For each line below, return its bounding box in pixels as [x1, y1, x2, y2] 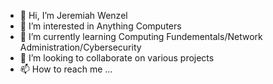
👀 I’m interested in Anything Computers [19, 20, 182, 32]
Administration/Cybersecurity [19, 41, 142, 53]
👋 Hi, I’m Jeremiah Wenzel [19, 10, 128, 21]
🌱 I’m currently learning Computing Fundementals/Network [19, 31, 263, 42]
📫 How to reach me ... [19, 63, 113, 75]
